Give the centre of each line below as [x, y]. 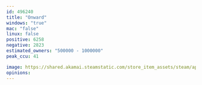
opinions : [19, 72]
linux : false [23, 34]
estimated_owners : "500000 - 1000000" [55, 51]
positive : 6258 [25, 40]
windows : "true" [26, 23]
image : [14, 67]
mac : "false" [23, 28]
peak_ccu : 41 [23, 56]
